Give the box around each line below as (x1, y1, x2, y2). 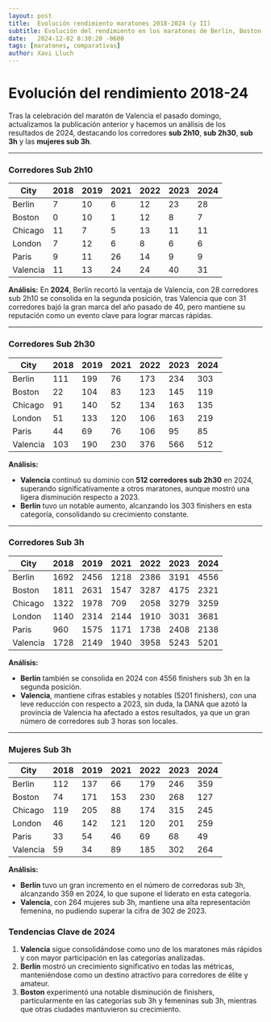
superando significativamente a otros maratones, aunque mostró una (19, 484, 250, 493)
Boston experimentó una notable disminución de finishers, (19, 987, 215, 997)
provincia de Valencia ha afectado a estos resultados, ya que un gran (19, 707, 250, 717)
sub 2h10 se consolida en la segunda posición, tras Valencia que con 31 (8, 294, 247, 304)
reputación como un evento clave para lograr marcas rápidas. (8, 311, 214, 320)
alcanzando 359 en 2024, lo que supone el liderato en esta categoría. (19, 889, 252, 898)
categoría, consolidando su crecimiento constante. (19, 509, 190, 519)
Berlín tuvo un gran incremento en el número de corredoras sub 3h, (19, 881, 246, 890)
